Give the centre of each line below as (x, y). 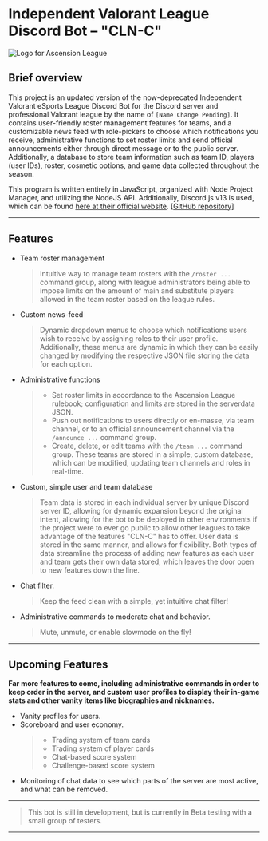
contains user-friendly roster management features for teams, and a (120, 123)
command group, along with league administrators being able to (145, 282)
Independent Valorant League (109, 14)
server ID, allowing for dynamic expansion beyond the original (141, 510)
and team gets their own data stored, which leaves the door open (147, 561)
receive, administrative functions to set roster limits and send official (120, 140)
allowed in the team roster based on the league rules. (127, 299)
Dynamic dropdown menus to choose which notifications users (143, 330)
